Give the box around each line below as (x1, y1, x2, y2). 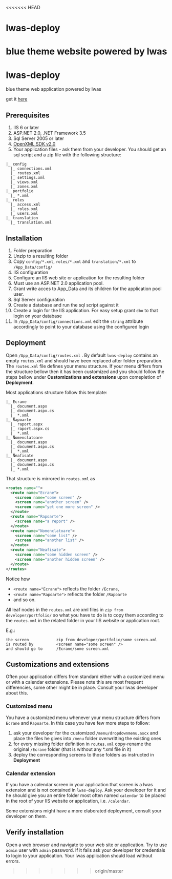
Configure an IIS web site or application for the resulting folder (13, 274, 145, 281)
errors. (6, 858, 20, 864)
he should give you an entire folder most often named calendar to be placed (6, 792, 166, 799)
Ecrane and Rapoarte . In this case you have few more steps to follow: (6, 720, 150, 726)
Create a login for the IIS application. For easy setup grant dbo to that (13, 307, 158, 313)
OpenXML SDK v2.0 (13, 141, 56, 147)
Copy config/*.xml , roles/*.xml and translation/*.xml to (13, 258, 136, 264)
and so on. (13, 597, 36, 603)
